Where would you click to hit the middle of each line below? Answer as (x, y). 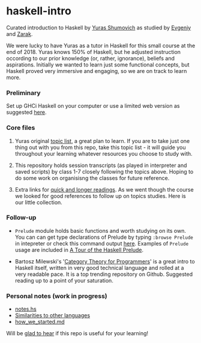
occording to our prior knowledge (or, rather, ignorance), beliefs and (91, 58)
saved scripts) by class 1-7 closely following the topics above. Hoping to (104, 171)
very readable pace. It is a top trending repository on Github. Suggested (104, 274)
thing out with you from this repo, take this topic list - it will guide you (100, 147)
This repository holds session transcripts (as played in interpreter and (101, 165)
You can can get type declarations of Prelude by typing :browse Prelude (104, 237)
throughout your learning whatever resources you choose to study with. (104, 153)
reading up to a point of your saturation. (64, 280)
